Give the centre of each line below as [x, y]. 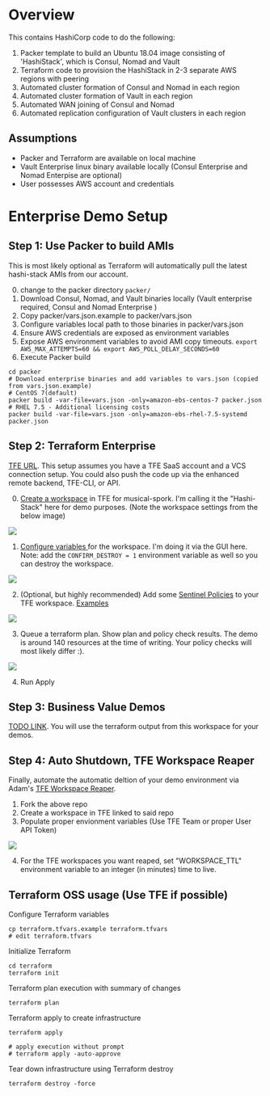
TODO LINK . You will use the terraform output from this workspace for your [133, 727]
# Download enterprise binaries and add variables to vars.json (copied [133, 379]
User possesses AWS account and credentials [97, 183]
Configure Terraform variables [59, 914]
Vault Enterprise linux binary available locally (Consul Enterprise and [134, 167]
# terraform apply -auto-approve [65, 1054]
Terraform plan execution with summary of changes [95, 988]
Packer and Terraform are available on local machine [108, 158]
